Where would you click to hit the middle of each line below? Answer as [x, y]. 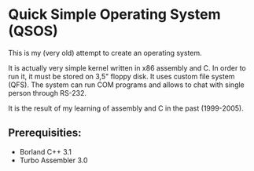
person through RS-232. [48, 93]
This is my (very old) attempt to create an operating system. [105, 53]
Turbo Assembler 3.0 [53, 160]
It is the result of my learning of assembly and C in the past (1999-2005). [126, 108]
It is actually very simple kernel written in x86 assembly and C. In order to [127, 67]
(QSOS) [33, 31]
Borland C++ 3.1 [46, 151]
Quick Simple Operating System [115, 15]
